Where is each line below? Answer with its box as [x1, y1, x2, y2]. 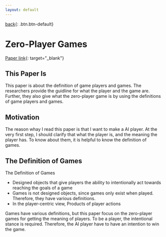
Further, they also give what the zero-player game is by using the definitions [5, 93, 161, 99]
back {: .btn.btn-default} [5, 21, 54, 27]
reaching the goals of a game [12, 185, 73, 191]
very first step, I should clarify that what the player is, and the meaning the [5, 132, 158, 138]
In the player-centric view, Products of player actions [12, 201, 121, 207]
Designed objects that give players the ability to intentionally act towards [12, 180, 162, 185]
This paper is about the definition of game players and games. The [5, 83, 142, 89]
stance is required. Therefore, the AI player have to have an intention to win [5, 221, 160, 227]
